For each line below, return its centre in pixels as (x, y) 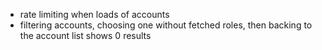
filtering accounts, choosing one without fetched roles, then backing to (166, 25)
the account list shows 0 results (85, 35)
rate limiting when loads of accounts (94, 14)
